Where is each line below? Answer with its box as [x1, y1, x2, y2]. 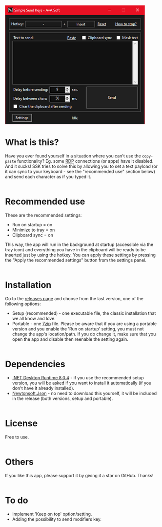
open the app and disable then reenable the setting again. [12, 336, 128, 342]
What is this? [5, 137, 60, 148]
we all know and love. [12, 315, 56, 321]
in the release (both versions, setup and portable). [12, 395, 113, 401]
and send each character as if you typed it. [5, 174, 92, 179]
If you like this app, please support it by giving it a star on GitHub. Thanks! [5, 472, 154, 478]
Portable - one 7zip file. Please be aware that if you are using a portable [12, 321, 157, 327]
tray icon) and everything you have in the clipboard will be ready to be [5, 246, 146, 252]
